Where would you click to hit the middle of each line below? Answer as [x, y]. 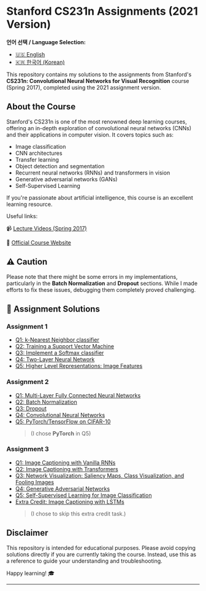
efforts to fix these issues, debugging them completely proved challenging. [101, 289]
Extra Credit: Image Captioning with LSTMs [70, 501]
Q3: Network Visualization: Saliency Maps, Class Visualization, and [100, 476]
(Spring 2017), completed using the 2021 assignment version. [84, 87]
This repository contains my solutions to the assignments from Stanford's [99, 74]
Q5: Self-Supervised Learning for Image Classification [83, 495]
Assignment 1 [27, 326]
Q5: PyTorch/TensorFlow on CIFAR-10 [63, 421]
